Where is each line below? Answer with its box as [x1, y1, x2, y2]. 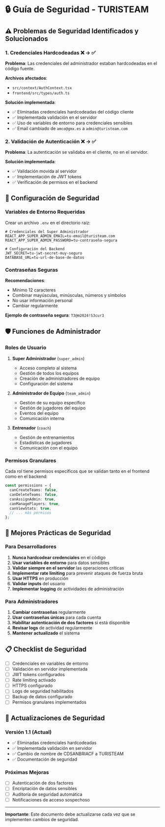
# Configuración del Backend [5, 246, 65, 251]
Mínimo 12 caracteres [12, 287, 56, 293]
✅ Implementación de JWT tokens [12, 174, 82, 180]
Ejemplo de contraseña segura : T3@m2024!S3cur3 [5, 313, 104, 318]
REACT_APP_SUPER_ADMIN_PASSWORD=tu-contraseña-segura [5, 238, 118, 243]
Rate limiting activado [12, 677, 56, 683]
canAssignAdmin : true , [9, 497, 56, 502]
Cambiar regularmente [12, 303, 58, 309]
